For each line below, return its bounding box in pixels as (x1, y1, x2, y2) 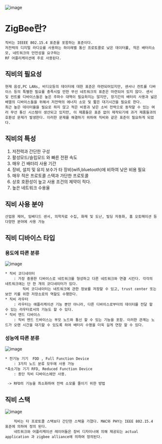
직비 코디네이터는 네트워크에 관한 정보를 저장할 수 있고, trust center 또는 (22, 286, 157, 292)
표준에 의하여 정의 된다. (5, 424, 48, 429)
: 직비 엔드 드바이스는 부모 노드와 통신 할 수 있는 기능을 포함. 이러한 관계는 (14, 317, 149, 322)
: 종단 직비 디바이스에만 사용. (14, 372, 67, 377)
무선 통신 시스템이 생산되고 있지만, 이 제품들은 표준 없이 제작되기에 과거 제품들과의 (10, 110, 156, 115)
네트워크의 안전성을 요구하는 (13, 50, 61, 55)
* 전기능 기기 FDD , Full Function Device (5, 356, 89, 361)
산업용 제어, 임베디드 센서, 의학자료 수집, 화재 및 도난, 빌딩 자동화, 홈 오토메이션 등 (5, 214, 157, 219)
